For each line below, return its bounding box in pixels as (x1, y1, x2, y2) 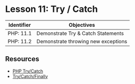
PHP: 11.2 (7, 38, 32, 45)
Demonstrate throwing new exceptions (36, 38, 127, 45)
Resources (5, 55, 39, 63)
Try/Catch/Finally (12, 73, 48, 79)
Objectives (68, 21, 95, 28)
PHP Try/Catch (12, 68, 43, 74)
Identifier (8, 21, 31, 28)
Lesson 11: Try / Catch (5, 3, 98, 15)
